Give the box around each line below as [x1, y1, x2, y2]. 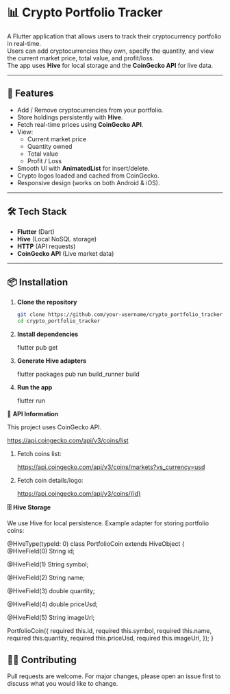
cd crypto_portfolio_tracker [16, 318, 101, 325]
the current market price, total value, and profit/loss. [7, 53, 155, 62]
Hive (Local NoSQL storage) [16, 235, 97, 243]
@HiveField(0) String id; [7, 547, 75, 555]
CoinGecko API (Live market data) [16, 249, 114, 257]
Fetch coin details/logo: [16, 477, 84, 485]
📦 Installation [7, 276, 68, 288]
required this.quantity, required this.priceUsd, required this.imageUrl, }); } [7, 634, 214, 643]
